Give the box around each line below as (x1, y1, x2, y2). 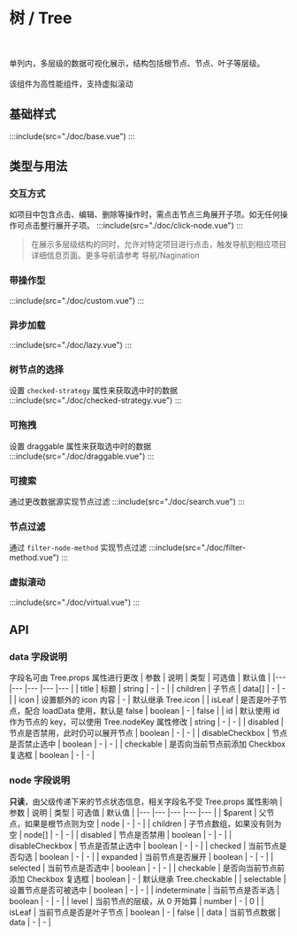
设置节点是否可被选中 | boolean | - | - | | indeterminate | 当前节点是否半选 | (9, 885, 280, 895)
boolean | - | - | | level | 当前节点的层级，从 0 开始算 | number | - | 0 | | (9, 895, 264, 906)
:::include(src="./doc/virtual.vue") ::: (9, 597, 141, 607)
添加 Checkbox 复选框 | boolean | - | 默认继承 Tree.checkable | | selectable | (9, 873, 286, 884)
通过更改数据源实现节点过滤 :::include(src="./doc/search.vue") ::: (9, 496, 246, 507)
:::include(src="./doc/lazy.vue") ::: (9, 340, 133, 351)
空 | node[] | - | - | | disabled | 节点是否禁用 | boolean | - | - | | (9, 829, 232, 839)
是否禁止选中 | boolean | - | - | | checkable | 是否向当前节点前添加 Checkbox (9, 739, 286, 749)
